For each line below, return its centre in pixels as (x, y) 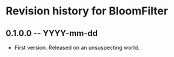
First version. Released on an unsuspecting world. (77, 47)
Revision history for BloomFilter (87, 11)
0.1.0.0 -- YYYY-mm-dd (52, 33)
